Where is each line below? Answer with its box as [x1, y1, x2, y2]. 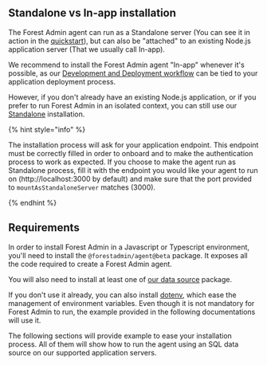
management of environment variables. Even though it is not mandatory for [8, 298, 255, 308]
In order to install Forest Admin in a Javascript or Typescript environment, [8, 242, 249, 252]
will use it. [8, 315, 41, 325]
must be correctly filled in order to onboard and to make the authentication [8, 148, 253, 158]
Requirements [8, 221, 80, 234]
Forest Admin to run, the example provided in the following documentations [8, 307, 256, 316]
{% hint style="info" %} [8, 124, 86, 134]
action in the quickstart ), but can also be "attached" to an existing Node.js [8, 36, 251, 45]
